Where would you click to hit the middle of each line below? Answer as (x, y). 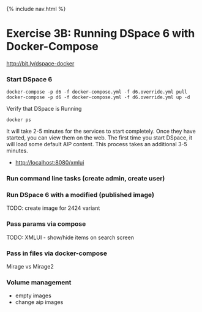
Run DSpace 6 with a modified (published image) (80, 195)
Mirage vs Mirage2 (30, 267)
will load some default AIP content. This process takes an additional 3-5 (97, 144)
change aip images (39, 302)
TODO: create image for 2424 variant (53, 208)
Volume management (39, 282)
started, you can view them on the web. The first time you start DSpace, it (99, 138)
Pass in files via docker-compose (57, 253)
